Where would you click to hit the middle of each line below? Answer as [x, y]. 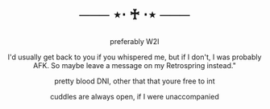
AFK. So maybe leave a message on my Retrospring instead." [135, 66]
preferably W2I [135, 42]
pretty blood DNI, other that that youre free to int [135, 81]
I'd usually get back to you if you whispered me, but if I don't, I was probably [135, 57]
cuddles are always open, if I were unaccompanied [135, 97]
